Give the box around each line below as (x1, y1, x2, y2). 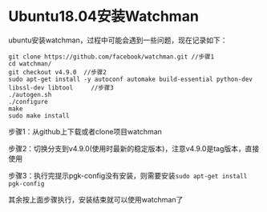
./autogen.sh (8, 90, 52, 98)
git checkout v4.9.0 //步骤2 (8, 68, 107, 76)
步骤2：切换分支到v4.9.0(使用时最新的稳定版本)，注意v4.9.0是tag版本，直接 (8, 143, 260, 153)
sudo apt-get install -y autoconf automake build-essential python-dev (8, 75, 253, 83)
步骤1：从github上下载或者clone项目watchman (8, 126, 163, 136)
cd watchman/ (8, 59, 52, 68)
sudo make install (8, 111, 70, 120)
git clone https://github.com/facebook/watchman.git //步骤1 (8, 53, 215, 61)
